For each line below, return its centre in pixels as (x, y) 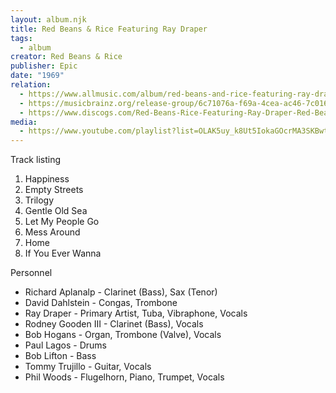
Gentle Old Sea (56, 211)
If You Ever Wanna (63, 253)
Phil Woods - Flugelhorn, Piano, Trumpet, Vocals (124, 377)
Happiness (47, 179)
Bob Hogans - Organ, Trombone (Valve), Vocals (123, 335)
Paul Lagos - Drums (65, 345)
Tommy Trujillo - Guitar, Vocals (88, 367)
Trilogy (39, 200)
